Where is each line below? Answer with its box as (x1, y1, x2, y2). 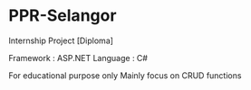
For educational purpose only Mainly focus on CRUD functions (8, 69, 242, 81)
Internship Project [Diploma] (8, 35, 114, 46)
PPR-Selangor (8, 5, 117, 26)
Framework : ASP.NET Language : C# (8, 52, 149, 63)
